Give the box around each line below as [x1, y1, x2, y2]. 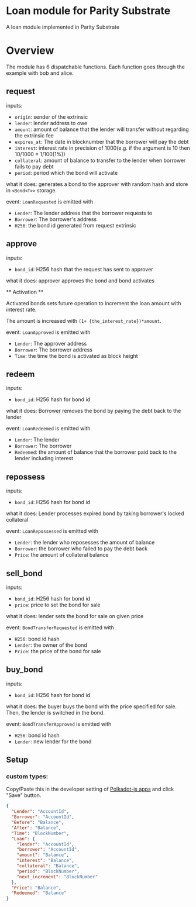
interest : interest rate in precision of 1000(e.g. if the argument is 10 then [14, 144, 190, 151]
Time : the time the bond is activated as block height [14, 352, 139, 359]
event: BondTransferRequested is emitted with [6, 624, 114, 631]
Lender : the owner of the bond [14, 642, 88, 649]
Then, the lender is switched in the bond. [6, 709, 105, 716]
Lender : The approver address [14, 340, 87, 347]
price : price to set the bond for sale [14, 601, 101, 608]
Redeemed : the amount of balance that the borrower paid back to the [14, 449, 177, 456]
